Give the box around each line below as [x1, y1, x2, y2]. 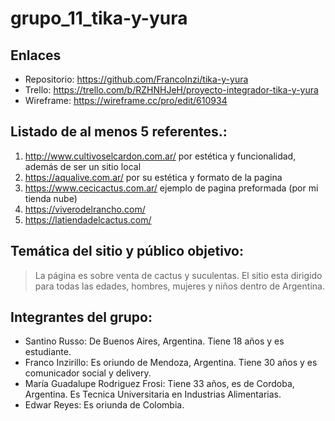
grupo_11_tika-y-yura [10, 7, 188, 30]
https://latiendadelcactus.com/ [24, 213, 152, 226]
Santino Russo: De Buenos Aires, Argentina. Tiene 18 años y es [24, 335, 285, 347]
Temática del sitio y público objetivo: [10, 243, 245, 260]
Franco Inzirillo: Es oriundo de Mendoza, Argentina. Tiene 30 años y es [24, 357, 318, 369]
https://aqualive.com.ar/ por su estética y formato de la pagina [24, 171, 283, 183]
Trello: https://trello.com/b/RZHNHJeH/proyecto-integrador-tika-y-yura [24, 84, 319, 96]
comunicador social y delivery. [24, 367, 152, 379]
